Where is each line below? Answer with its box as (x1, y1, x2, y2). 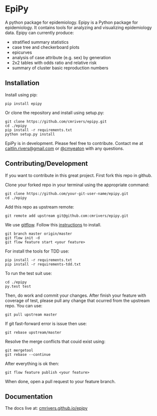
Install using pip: (5, 92, 38, 97)
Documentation (5, 392, 53, 400)
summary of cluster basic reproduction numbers (12, 64, 109, 71)
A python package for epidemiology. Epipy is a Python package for (5, 19, 138, 25)
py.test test (5, 284, 31, 289)
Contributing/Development (5, 160, 88, 168)
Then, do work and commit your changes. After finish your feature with (5, 292, 146, 298)
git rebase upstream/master (5, 330, 62, 335)
